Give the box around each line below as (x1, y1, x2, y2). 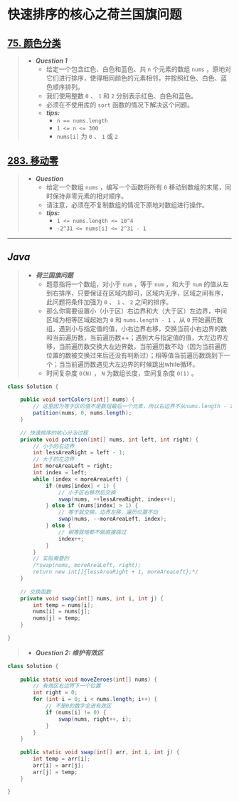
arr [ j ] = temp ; (33, 769, 78, 776)
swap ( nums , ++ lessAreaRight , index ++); (58, 496, 176, 503)
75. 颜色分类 (7, 37, 61, 49)
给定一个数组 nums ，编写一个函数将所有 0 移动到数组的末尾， (46, 182, 225, 191)
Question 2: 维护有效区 (35, 648, 104, 657)
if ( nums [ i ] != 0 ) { (45, 709, 107, 716)
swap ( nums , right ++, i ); (58, 715, 132, 723)
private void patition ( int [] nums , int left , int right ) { (20, 436, 199, 443)
